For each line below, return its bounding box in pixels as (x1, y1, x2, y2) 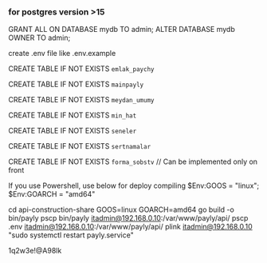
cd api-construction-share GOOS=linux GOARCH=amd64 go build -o (8, 205, 235, 214)
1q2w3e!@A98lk (8, 246, 62, 256)
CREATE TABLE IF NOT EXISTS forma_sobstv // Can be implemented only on (8, 157, 257, 166)
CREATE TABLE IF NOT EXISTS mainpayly (8, 79, 144, 90)
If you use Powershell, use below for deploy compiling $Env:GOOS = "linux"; (8, 181, 260, 190)
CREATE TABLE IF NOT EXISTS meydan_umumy (8, 95, 155, 105)
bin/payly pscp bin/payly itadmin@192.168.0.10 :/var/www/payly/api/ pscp (8, 213, 249, 223)
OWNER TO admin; (8, 33, 71, 42)
